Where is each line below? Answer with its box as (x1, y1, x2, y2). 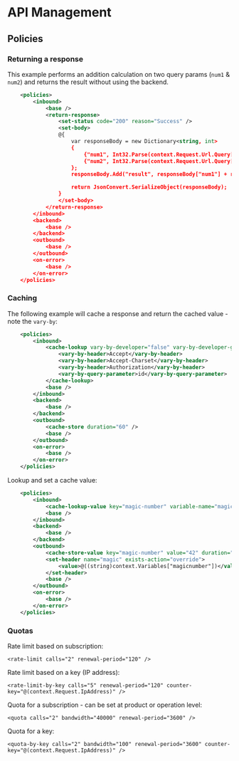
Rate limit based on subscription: (7, 641, 104, 650)
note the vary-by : (7, 317, 58, 325)
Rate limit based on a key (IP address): (7, 668, 120, 676)
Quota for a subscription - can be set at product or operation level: (7, 700, 203, 709)
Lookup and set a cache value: (7, 476, 97, 485)
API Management (7, 4, 112, 21)
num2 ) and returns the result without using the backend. (7, 78, 169, 86)
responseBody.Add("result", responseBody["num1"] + (70, 171, 228, 178)
